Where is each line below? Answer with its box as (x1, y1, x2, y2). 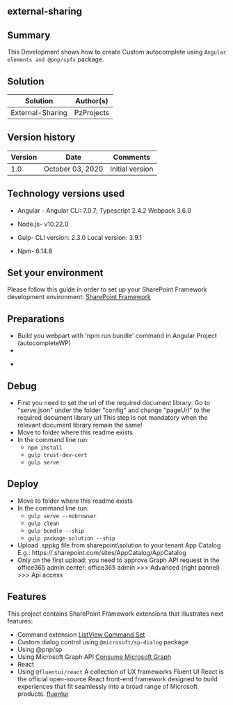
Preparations (7, 313, 65, 325)
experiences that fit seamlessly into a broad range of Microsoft (17, 682, 198, 690)
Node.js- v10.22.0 (17, 220, 69, 228)
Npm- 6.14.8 (17, 247, 53, 255)
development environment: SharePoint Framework (7, 293, 151, 301)
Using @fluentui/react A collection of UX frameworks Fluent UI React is (17, 667, 224, 676)
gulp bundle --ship (27, 527, 85, 534)
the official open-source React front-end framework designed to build (17, 674, 218, 683)
